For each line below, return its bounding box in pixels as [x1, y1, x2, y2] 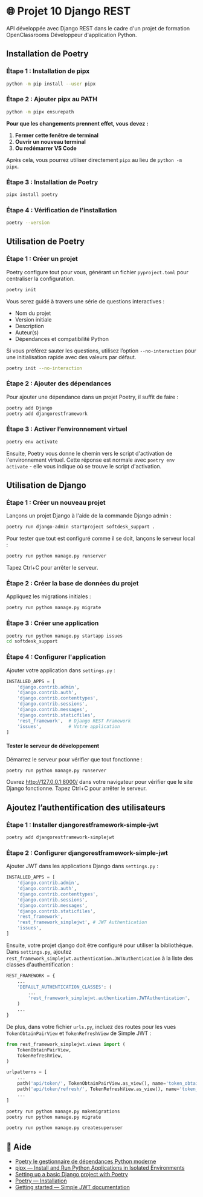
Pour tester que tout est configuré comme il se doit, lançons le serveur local [6, 535, 195, 542]
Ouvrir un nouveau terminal [14, 138, 86, 145]
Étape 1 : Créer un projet [6, 255, 79, 263]
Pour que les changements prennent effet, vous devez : [6, 120, 149, 127]
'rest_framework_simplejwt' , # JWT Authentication [17, 919, 147, 926]
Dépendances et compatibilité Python [14, 335, 109, 342]
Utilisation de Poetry [6, 237, 85, 247]
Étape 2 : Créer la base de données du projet [6, 579, 139, 588]
